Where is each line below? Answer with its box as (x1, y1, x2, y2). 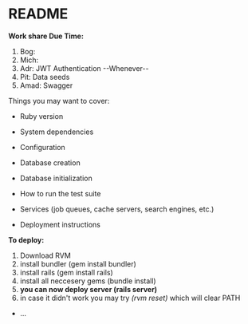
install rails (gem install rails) (19, 267, 113, 277)
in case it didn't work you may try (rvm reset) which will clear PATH (19, 293, 241, 302)
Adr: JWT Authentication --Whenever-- (19, 63, 149, 73)
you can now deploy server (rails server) (19, 284, 158, 294)
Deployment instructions (19, 219, 101, 229)
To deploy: (8, 235, 45, 244)
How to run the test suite (19, 188, 101, 198)
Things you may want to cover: (8, 96, 110, 105)
